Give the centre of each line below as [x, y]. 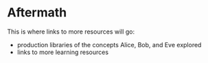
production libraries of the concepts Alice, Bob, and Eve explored [109, 45]
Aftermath [37, 13]
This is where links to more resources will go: [71, 32]
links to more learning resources [62, 52]
